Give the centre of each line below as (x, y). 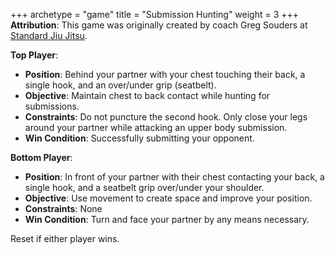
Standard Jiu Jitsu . (49, 35)
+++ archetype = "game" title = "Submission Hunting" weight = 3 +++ (155, 14)
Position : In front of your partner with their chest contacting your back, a (174, 177)
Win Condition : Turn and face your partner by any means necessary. (167, 219)
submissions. (52, 106)
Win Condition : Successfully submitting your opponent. (139, 138)
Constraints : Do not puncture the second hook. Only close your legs (166, 117)
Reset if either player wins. (65, 238)
